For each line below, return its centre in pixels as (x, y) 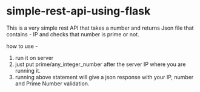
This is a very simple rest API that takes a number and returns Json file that (100, 28)
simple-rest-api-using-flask (78, 11)
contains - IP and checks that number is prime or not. (73, 34)
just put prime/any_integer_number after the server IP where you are (100, 64)
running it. (28, 70)
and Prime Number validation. (52, 84)
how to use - (22, 46)
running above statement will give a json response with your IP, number (104, 77)
